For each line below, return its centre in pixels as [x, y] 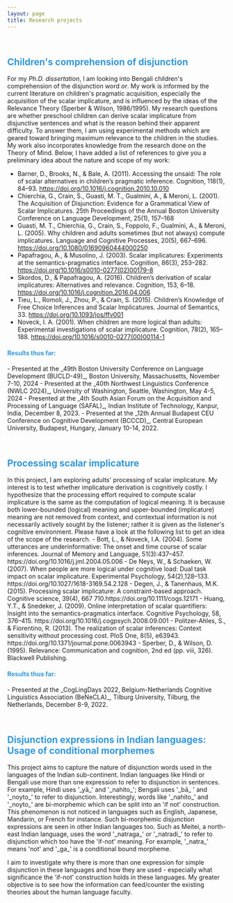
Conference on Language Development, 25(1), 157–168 [96, 218]
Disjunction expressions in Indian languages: [107, 739]
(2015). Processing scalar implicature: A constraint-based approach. [105, 591]
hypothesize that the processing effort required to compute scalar [102, 495]
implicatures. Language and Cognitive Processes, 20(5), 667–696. [112, 241]
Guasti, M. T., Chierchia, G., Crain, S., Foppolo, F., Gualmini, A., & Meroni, [121, 226]
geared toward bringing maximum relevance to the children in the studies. [113, 138]
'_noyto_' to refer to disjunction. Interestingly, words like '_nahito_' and [108, 797]
